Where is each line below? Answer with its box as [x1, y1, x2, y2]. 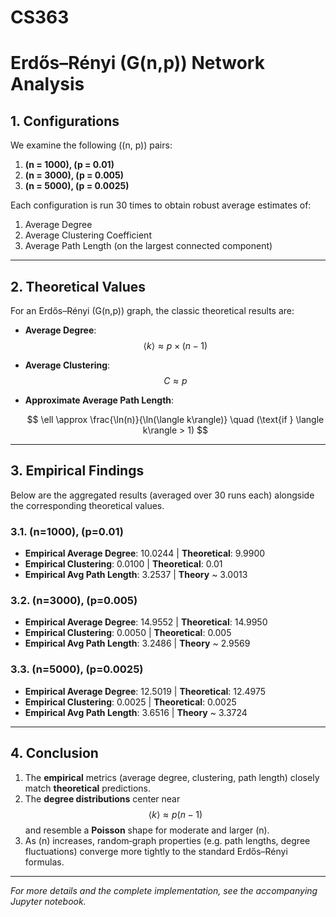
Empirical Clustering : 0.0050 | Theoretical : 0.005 [24, 627, 232, 639]
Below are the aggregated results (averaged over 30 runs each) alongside [10, 489, 315, 501]
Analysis [10, 73, 85, 96]
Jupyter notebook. [10, 895, 87, 907]
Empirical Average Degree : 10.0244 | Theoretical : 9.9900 [24, 547, 266, 560]
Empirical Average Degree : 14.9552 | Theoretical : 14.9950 [24, 616, 268, 628]
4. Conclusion [10, 745, 99, 762]
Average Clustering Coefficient [24, 229, 152, 241]
